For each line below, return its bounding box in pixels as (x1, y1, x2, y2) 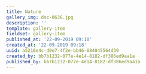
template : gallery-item (6, 25, 66, 32)
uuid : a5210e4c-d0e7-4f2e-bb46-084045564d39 (6, 48, 119, 54)
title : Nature (6, 8, 42, 15)
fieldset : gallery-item (6, 31, 66, 37)
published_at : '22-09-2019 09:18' (6, 36, 93, 42)
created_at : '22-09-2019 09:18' (6, 42, 87, 48)
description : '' (6, 20, 47, 26)
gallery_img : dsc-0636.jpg (6, 14, 74, 20)
